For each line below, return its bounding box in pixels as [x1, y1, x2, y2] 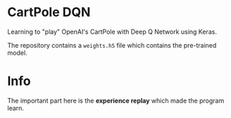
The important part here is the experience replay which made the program [7, 96, 225, 105]
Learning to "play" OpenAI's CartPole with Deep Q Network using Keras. [7, 27, 217, 36]
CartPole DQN [7, 4, 91, 20]
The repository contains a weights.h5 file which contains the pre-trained [7, 41, 217, 49]
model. [7, 48, 27, 57]
